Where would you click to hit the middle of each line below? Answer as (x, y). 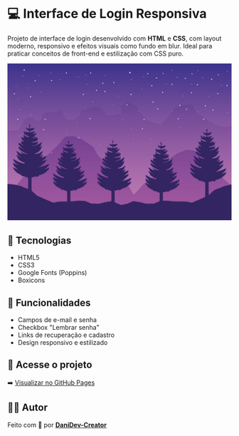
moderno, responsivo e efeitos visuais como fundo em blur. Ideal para (110, 46)
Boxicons (31, 280)
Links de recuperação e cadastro (66, 335)
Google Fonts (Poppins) (52, 273)
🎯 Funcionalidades (49, 302)
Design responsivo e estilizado (63, 342)
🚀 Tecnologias (39, 240)
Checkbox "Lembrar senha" (58, 327)
